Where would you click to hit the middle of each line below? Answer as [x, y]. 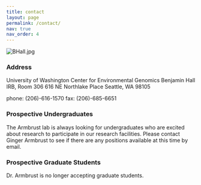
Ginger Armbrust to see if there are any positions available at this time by [97, 140]
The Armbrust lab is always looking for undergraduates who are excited [95, 127]
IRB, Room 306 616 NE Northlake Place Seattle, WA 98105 [78, 87]
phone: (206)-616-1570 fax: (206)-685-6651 [61, 99]
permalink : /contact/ [34, 23]
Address [19, 67]
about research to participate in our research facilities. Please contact [93, 134]
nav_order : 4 [23, 34]
